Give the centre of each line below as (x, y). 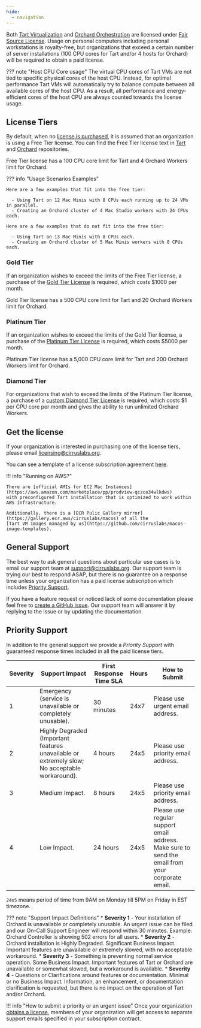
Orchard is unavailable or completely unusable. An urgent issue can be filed (99, 924)
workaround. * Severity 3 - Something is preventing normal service (89, 956)
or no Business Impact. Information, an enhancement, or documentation (95, 981)
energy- (176, 90)
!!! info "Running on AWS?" (39, 476)
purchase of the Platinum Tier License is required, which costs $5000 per (97, 341)
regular (164, 817)
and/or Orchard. (26, 994)
